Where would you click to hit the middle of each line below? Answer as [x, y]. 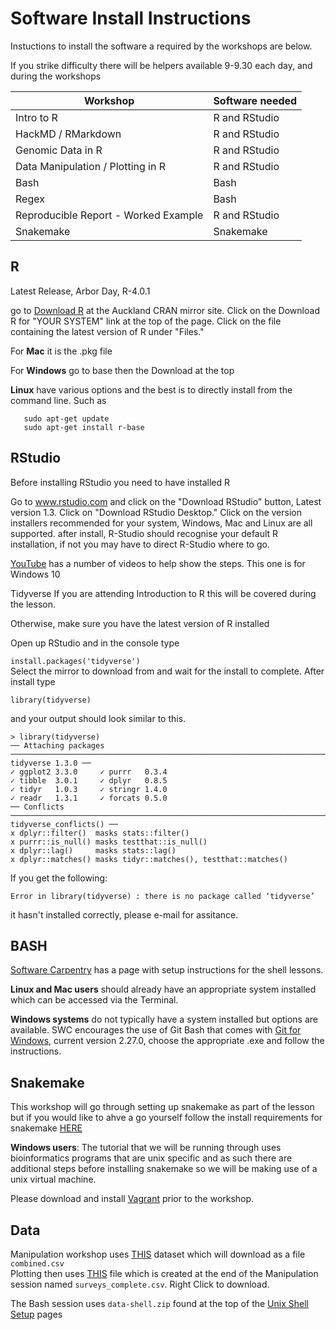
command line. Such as [58, 400]
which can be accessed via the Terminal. [94, 1000]
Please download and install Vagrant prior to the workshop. [132, 1199]
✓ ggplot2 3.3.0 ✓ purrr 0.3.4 [89, 772]
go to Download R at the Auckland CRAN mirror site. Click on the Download [165, 310]
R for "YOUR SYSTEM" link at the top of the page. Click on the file [146, 321]
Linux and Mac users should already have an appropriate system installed [163, 989]
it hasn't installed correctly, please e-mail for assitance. [124, 914]
